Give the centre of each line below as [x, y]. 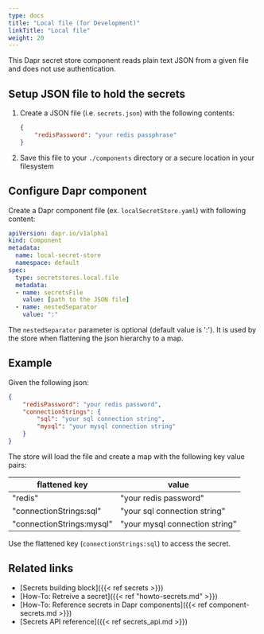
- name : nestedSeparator [56, 307]
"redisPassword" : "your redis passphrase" [106, 135]
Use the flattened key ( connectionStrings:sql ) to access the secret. [119, 543]
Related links [41, 568]
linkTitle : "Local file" [49, 30]
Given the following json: [49, 382]
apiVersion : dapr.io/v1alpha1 [58, 233]
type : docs [26, 16]
